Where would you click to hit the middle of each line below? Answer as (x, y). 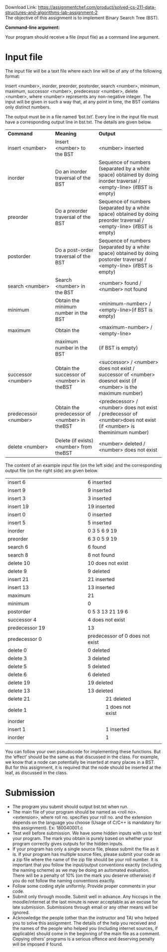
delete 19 (19, 683)
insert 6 (17, 482)
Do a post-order (74, 250)
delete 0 (17, 650)
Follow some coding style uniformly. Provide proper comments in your (84, 886)
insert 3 (17, 498)
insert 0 (17, 514)
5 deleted (99, 666)
